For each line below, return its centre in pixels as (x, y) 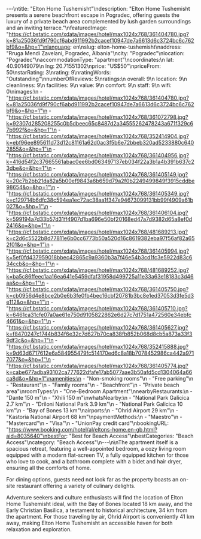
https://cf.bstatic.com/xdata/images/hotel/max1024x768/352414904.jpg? (99, 136)
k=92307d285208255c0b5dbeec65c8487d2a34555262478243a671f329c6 (100, 123)
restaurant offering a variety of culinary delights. (76, 486)
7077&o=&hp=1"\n (29, 359)
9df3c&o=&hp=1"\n (30, 340)
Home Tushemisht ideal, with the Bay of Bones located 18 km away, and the (99, 504)
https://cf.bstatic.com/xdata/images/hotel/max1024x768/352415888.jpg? (99, 347)
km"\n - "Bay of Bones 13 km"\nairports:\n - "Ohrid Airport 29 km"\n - (92, 410)
